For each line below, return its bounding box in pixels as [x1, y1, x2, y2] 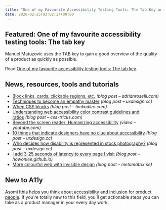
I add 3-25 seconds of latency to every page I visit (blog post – [12, 151, 140, 157]
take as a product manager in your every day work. [5, 199, 109, 205]
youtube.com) [12, 125, 41, 131]
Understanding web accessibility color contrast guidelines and [12, 109, 140, 115]
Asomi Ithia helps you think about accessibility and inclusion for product [5, 189, 152, 195]
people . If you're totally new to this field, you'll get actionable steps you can [5, 194, 159, 200]
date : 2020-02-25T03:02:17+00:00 [5, 12, 74, 17]
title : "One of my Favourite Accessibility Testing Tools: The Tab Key [5, 7, 156, 12]
